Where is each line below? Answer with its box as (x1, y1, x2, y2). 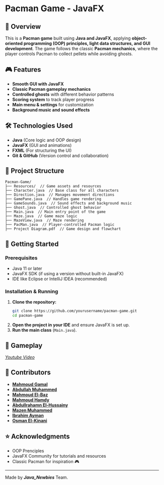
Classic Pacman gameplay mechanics (12, 86, 91, 92)
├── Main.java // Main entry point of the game (5, 209, 106, 215)
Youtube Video (5, 354, 35, 360)
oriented (5, 40, 23, 46)
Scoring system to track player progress (12, 96, 94, 102)
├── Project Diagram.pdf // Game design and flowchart (5, 226, 121, 232)
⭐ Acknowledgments (5, 432, 70, 441)
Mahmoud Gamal (12, 381, 48, 387)
